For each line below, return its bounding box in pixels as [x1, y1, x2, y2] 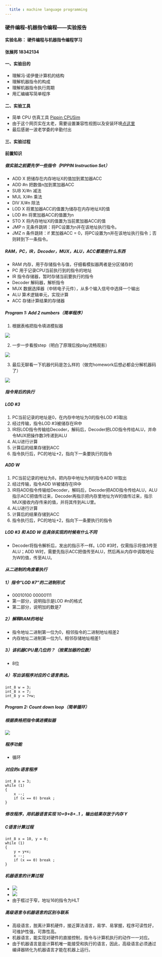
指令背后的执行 [5, 389, 35, 395]
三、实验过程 [5, 139, 30, 144]
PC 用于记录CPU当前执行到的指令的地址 [12, 268, 92, 273]
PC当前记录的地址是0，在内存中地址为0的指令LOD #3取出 [12, 414, 128, 420]
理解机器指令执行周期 [12, 84, 55, 90]
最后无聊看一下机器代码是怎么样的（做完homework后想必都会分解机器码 [12, 362, 156, 367]
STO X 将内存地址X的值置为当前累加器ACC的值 [12, 218, 106, 224]
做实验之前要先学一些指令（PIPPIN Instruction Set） [5, 162, 110, 168]
